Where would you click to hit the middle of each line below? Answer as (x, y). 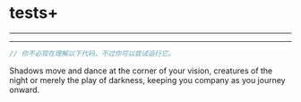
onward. (25, 89)
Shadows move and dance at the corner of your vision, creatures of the (141, 71)
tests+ (34, 13)
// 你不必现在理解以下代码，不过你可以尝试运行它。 (92, 53)
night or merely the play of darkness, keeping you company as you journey (147, 80)
